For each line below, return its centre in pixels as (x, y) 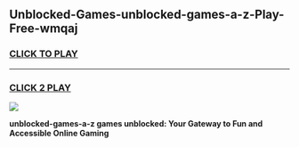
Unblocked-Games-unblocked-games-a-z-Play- (147, 15)
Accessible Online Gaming (59, 133)
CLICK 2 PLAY (40, 87)
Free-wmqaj (44, 29)
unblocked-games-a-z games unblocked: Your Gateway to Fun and (136, 123)
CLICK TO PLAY (44, 54)
